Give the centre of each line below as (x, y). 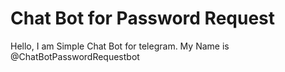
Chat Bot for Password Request (143, 18)
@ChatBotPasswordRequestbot (75, 56)
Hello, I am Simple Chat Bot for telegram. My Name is (120, 46)
